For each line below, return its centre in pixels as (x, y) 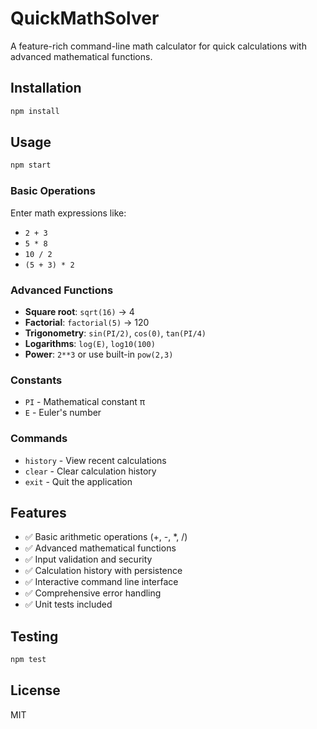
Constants (36, 380)
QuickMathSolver (85, 18)
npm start (31, 165)
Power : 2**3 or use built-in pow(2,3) (99, 354)
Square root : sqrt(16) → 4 (79, 311)
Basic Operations (53, 191)
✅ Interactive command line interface (101, 582)
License (35, 690)
